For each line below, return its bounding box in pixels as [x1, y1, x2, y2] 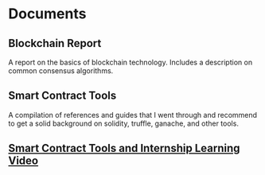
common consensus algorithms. [8, 66, 114, 76]
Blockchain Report [8, 37, 102, 50]
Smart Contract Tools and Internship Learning [8, 142, 240, 155]
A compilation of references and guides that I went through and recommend [8, 110, 257, 119]
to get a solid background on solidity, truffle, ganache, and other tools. [8, 119, 239, 128]
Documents [8, 5, 87, 23]
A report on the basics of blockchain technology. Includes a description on [8, 57, 253, 67]
